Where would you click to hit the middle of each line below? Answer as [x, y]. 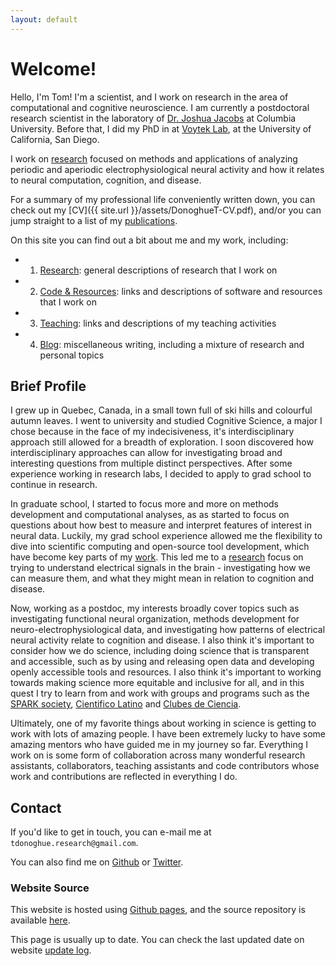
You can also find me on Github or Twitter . [97, 862]
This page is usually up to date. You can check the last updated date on [157, 940]
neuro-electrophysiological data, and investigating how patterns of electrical [168, 630]
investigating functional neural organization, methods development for [155, 619]
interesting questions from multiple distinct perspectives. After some [151, 463]
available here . [40, 920]
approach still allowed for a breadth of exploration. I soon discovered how [162, 442]
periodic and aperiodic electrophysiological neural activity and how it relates [167, 169]
